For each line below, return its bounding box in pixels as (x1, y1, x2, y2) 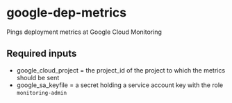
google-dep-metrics (6, 5, 126, 21)
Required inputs (6, 48, 77, 59)
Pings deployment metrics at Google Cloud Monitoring (6, 28, 163, 36)
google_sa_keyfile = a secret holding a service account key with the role (16, 81, 224, 89)
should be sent (16, 73, 60, 82)
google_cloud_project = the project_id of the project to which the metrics (16, 66, 226, 74)
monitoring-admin (16, 89, 67, 96)
